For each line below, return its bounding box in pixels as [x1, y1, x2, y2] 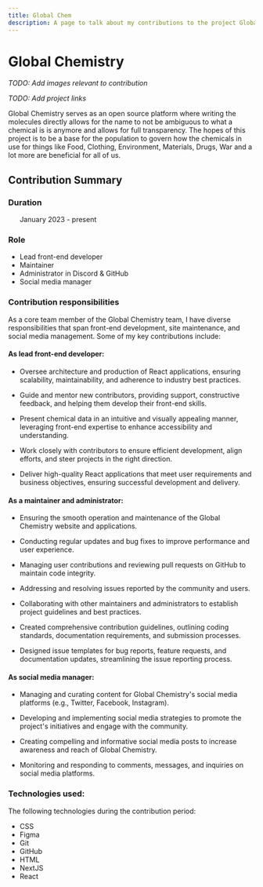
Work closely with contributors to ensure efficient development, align [19, 445, 243, 455]
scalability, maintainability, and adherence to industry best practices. [19, 374, 241, 385]
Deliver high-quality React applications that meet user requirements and [19, 469, 252, 479]
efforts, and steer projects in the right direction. [19, 454, 172, 463]
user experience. [19, 545, 74, 554]
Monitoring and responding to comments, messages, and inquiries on [19, 761, 244, 770]
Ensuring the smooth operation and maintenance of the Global [19, 513, 221, 523]
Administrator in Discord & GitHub [19, 268, 129, 279]
